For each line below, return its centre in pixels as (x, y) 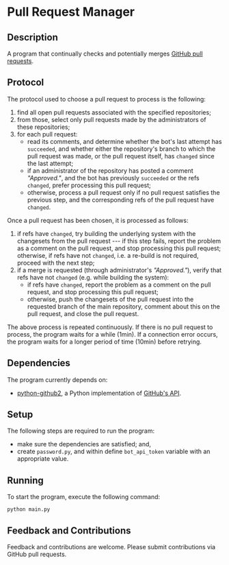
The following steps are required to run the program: (81, 431)
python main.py (29, 509)
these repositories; (43, 127)
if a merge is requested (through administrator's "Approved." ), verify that (119, 270)
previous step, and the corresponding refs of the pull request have (121, 200)
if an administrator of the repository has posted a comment (110, 170)
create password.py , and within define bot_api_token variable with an (113, 452)
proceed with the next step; (56, 263)
